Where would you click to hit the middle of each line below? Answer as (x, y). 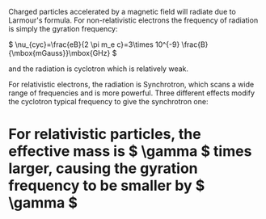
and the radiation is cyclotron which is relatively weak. (98, 69)
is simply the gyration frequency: (63, 29)
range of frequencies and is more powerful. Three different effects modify (131, 93)
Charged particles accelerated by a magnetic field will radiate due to (122, 12)
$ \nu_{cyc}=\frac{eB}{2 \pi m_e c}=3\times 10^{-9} (94, 44)
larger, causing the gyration (103, 168)
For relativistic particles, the (105, 135)
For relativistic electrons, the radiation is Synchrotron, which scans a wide (131, 84)
